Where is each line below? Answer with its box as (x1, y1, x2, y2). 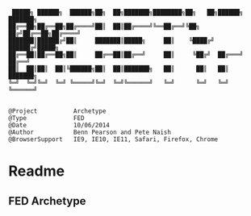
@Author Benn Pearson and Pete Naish (8, 128, 172, 136)
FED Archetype (8, 194, 86, 208)
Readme (8, 162, 65, 181)
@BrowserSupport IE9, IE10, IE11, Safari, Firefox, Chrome (8, 135, 219, 143)
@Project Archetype (8, 107, 107, 115)
